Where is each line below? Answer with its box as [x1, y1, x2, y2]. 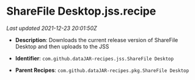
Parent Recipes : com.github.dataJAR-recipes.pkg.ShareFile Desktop [15, 66, 189, 74]
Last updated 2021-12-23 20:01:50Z [6, 24, 97, 32]
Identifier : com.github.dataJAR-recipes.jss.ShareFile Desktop [15, 54, 174, 62]
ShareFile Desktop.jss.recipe [6, 4, 156, 18]
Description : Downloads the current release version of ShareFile [15, 36, 178, 43]
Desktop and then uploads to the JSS [15, 43, 109, 50]
